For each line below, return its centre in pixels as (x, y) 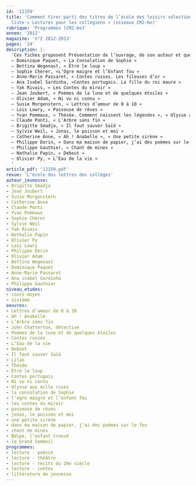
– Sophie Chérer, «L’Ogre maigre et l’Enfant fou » (76, 71)
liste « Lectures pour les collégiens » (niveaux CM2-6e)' (85, 22)
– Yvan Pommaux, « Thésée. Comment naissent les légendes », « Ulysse (99, 115)
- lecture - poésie (30, 452)
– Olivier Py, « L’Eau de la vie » (55, 159)
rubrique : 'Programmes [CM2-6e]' (47, 28)
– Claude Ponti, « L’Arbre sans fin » (59, 121)
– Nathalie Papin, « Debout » (48, 153)
